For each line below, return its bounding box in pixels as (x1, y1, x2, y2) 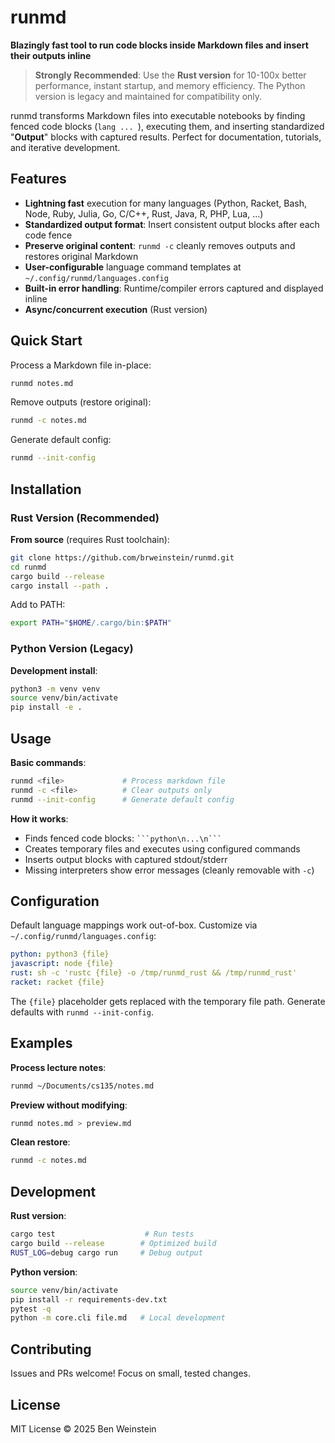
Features (10, 171, 67, 188)
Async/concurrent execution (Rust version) (24, 303, 208, 315)
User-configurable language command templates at (24, 261, 242, 273)
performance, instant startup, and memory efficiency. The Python (34, 79, 306, 91)
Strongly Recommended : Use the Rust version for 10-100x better (34, 69, 307, 81)
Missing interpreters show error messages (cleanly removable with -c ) (24, 864, 315, 876)
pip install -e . (10, 702, 83, 713)
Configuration (10, 893, 100, 910)
